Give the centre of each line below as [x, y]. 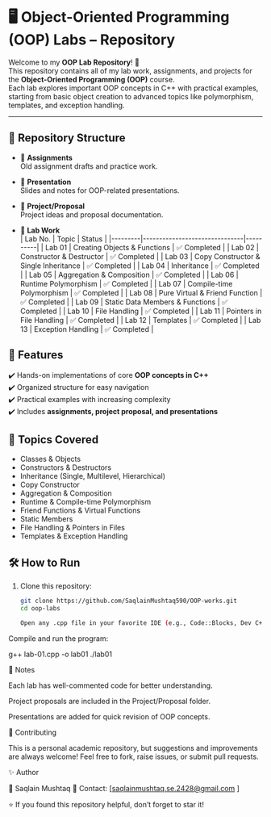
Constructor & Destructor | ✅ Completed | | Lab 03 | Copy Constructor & [140, 256]
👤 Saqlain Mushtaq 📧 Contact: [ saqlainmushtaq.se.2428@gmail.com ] [124, 788]
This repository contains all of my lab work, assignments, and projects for [130, 70]
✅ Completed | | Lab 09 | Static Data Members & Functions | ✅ [124, 302]
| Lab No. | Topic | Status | [63, 239]
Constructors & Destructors [65, 467]
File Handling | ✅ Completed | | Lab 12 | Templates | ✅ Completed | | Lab [140, 320]
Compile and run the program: [58, 638]
